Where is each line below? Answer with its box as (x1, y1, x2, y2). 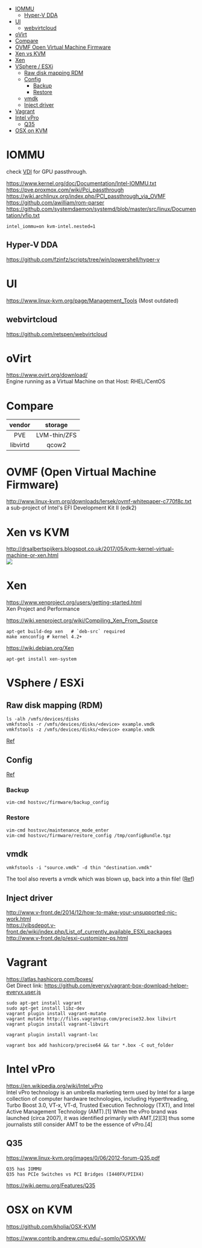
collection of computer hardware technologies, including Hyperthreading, (6, 1095, 189, 1103)
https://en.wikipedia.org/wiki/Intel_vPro (6, 1083, 104, 1090)
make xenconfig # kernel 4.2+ (6, 634, 83, 640)
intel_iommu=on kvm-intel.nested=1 (6, 223, 96, 229)
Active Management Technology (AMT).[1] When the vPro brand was (6, 1108, 178, 1115)
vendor (9, 421, 31, 429)
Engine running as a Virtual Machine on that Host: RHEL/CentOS (6, 378, 166, 385)
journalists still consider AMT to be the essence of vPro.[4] (6, 1121, 153, 1128)
